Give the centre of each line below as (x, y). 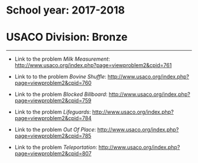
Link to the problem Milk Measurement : (62, 59)
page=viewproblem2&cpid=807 (53, 154)
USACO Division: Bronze (67, 37)
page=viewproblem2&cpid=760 (53, 83)
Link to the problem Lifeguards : (53, 112)
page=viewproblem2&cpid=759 (53, 101)
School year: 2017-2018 (65, 10)
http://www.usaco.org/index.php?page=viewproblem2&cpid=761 (93, 65)
